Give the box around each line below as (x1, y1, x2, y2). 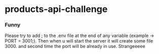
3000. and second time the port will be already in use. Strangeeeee (5, 43, 145, 49)
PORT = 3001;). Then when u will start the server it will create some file (5, 38, 153, 44)
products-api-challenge (5, 3, 108, 15)
